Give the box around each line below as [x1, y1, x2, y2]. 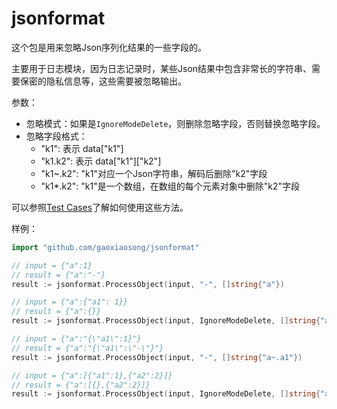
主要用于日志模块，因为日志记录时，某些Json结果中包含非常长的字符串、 [11, 62, 313, 74]
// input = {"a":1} [11, 260, 93, 271]
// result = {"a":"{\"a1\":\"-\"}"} [11, 343, 164, 353]
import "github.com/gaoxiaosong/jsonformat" [11, 242, 200, 252]
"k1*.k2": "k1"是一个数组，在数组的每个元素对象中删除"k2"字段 [40, 180, 300, 192]
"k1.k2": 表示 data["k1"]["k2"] [40, 155, 162, 167]
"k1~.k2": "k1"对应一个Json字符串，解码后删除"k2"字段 [40, 167, 268, 179]
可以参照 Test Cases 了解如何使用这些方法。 [11, 201, 189, 213]
